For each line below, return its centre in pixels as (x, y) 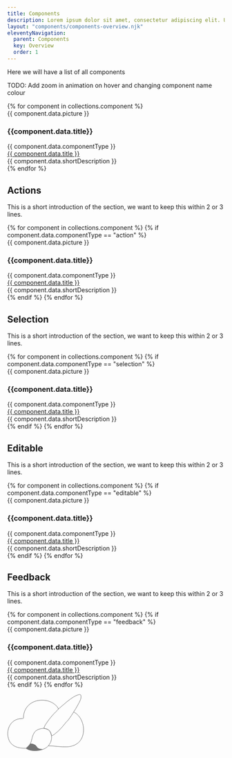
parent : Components (41, 39)
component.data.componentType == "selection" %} (81, 364)
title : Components (33, 13)
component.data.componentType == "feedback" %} (82, 622)
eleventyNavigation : (37, 33)
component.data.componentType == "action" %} (77, 235)
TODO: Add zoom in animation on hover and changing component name (110, 85)
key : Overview (33, 46)
